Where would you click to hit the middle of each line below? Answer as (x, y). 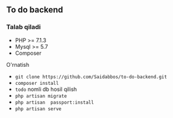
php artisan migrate (41, 96)
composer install (37, 83)
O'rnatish (18, 64)
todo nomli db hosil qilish (46, 89)
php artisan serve (38, 109)
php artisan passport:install (54, 102)
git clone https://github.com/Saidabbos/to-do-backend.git (91, 77)
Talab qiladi (24, 27)
